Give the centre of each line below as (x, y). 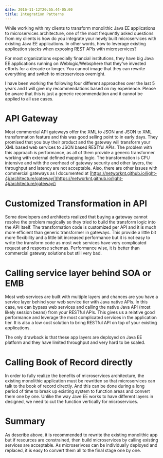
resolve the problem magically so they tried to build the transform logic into (80, 222)
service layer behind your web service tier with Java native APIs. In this (76, 302)
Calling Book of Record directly (69, 362)
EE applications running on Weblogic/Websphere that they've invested (75, 63)
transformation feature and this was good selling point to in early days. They (81, 137)
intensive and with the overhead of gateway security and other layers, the (79, 163)
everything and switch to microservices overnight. (55, 74)
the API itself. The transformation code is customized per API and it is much (81, 227)
